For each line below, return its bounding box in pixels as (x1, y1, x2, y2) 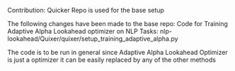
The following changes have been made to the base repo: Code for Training (7, 20, 229, 27)
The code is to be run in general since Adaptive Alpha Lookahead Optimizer (7, 49, 228, 56)
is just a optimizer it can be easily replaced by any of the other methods (7, 56, 216, 64)
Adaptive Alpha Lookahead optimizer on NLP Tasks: (7, 27, 159, 35)
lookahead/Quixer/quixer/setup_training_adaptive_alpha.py (7, 34, 178, 43)
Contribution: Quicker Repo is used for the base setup (7, 6, 165, 14)
